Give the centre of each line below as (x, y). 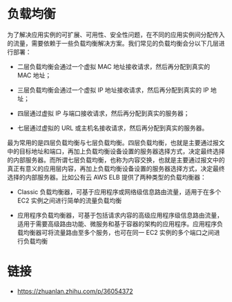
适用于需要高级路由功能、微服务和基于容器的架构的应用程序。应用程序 (117, 224)
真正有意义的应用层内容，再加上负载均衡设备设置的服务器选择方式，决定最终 (116, 168)
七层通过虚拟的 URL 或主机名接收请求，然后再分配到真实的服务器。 (113, 128)
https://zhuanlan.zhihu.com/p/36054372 (75, 291)
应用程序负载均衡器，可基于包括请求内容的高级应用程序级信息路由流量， (120, 215)
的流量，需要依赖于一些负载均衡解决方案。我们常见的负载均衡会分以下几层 (113, 43)
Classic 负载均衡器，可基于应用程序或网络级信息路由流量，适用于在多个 (119, 191)
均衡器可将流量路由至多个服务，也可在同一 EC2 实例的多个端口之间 (118, 232)
